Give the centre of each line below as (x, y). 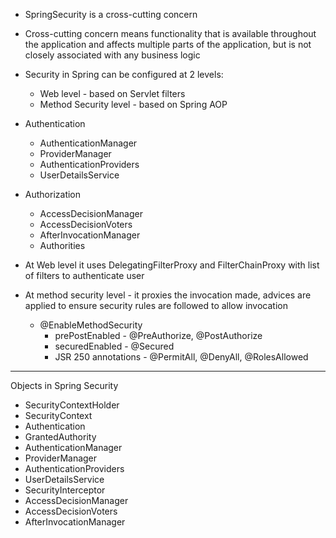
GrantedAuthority (60, 437)
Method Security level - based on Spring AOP (133, 104)
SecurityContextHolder (72, 405)
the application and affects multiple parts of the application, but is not (168, 44)
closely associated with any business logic (112, 55)
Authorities (62, 245)
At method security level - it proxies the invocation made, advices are (168, 295)
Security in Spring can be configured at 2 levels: (124, 74)
